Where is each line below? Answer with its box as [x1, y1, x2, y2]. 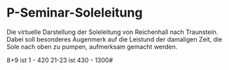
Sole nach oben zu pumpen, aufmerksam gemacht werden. [6, 42, 178, 51]
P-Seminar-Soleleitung [6, 5, 143, 21]
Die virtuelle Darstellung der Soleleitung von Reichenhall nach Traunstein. [6, 28, 218, 36]
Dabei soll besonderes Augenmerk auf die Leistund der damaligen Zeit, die [6, 35, 223, 43]
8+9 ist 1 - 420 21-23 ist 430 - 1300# [6, 55, 113, 64]
